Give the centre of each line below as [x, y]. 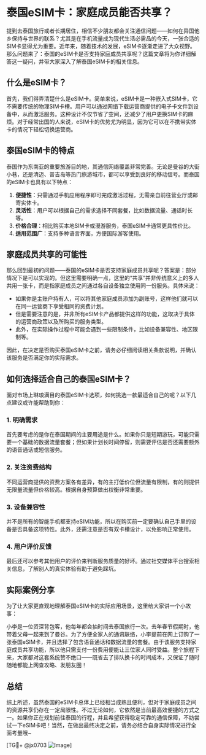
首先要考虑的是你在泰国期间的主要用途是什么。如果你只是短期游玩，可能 [97, 435]
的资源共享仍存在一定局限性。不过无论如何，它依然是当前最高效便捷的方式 [100, 710]
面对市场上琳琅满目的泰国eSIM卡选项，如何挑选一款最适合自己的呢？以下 [99, 395]
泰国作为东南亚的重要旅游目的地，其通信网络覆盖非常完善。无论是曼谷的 [97, 166]
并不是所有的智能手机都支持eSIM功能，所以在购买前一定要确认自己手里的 [99, 522]
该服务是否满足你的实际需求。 [44, 358]
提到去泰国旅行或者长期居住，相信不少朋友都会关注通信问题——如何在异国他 [103, 31]
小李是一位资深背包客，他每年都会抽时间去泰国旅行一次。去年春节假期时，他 [103, 627]
